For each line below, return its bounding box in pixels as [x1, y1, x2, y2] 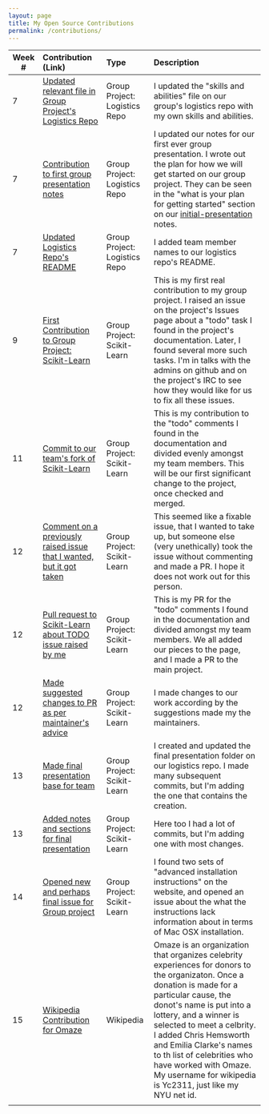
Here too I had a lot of [153, 818, 235, 830]
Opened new [42, 876, 91, 887]
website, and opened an [153, 887, 244, 898]
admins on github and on [153, 365, 247, 376]
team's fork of [42, 453, 96, 465]
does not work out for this [153, 571, 251, 582]
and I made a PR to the [153, 654, 239, 666]
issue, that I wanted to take [153, 521, 255, 533]
